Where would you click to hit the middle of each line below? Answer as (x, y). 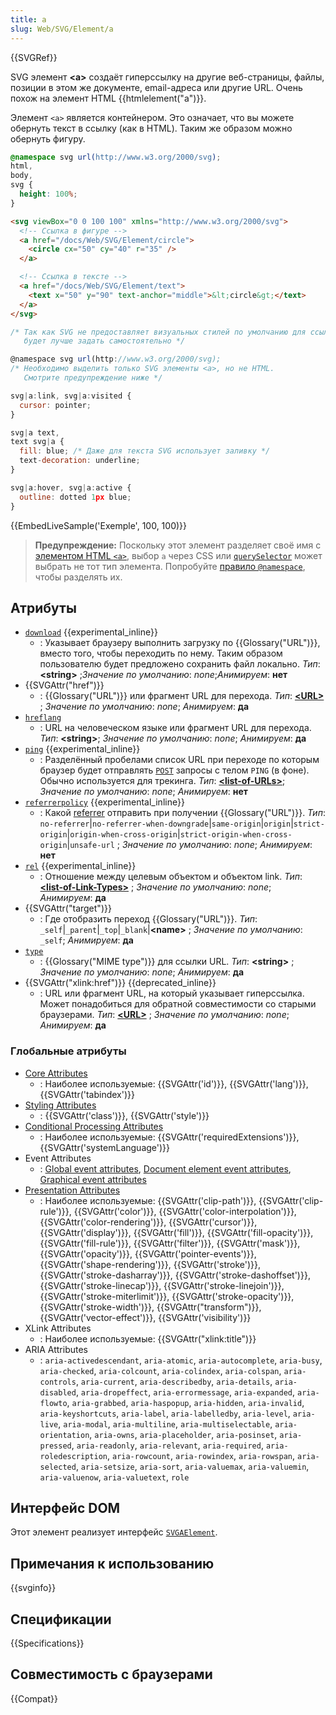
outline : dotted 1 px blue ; (75, 497)
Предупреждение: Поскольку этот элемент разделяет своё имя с (178, 545)
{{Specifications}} (47, 1643)
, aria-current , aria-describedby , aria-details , (174, 1381)
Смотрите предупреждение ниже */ (93, 378)
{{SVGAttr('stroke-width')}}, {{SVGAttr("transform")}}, (150, 1307)
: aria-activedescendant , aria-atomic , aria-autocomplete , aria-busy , (181, 1360)
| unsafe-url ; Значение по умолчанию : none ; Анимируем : (189, 845)
